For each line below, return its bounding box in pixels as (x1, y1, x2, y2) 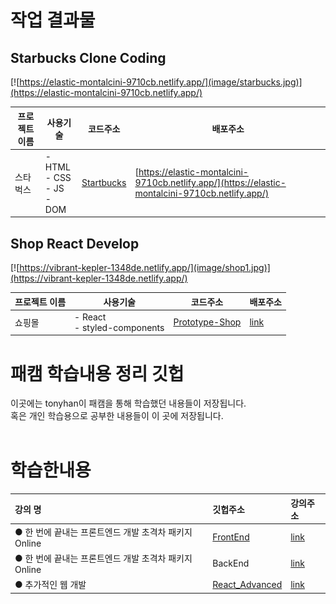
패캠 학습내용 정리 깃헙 (10, 362, 185, 385)
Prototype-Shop (173, 316, 242, 328)
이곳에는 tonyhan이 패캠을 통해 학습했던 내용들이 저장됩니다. (10, 397, 247, 410)
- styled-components (74, 321, 165, 333)
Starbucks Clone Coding (10, 49, 167, 66)
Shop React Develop (10, 235, 140, 252)
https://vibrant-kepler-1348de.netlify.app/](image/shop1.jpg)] (19, 262, 271, 274)
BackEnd (212, 557, 250, 570)
